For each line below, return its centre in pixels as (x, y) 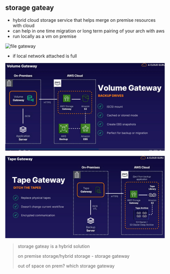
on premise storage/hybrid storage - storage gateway (74, 256)
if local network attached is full (45, 56)
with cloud (24, 25)
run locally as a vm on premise (45, 36)
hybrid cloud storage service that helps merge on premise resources (84, 20)
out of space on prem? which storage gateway (66, 266)
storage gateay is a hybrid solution (54, 246)
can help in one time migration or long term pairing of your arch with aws (89, 31)
